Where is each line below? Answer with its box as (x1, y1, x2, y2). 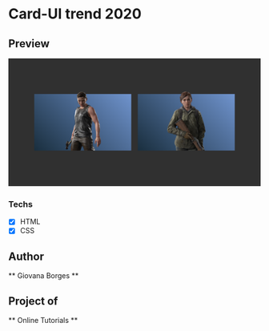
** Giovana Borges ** (8, 271, 79, 281)
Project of (8, 294, 58, 308)
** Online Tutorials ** (8, 316, 78, 325)
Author (8, 249, 44, 263)
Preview (8, 37, 50, 50)
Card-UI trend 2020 (8, 5, 142, 23)
